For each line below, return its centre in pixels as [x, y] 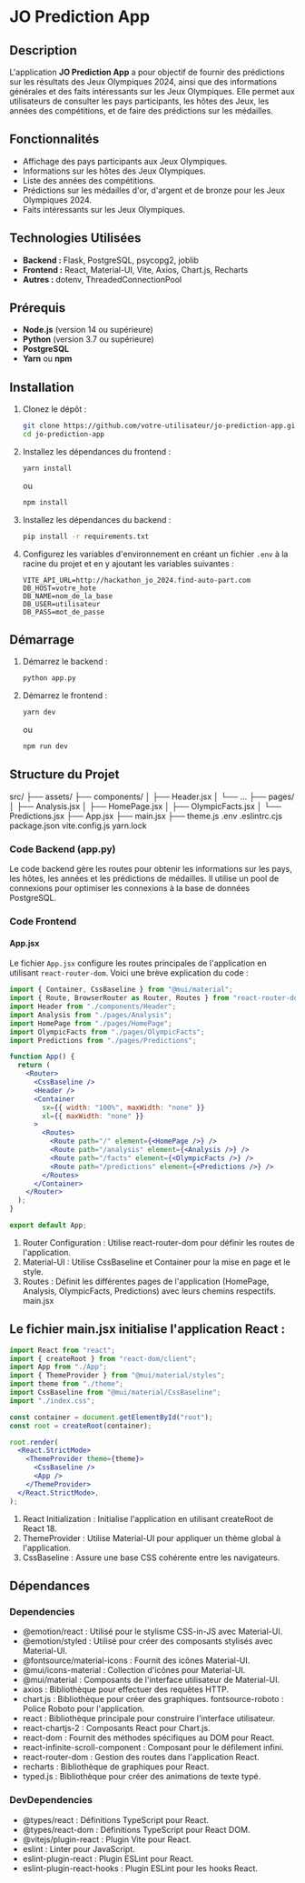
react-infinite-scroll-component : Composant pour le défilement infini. [153, 1748]
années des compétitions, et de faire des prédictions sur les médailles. [142, 110]
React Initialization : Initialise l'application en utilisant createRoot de [148, 1518]
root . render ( [34, 1442]
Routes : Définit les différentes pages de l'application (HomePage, [146, 1281]
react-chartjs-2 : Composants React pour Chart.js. [116, 1728]
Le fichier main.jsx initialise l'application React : [148, 1329]
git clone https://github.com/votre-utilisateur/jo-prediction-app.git [161, 426]
